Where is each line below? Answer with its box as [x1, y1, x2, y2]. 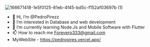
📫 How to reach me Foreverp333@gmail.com [12, 30, 106, 35]
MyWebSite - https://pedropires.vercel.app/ [12, 37, 101, 42]
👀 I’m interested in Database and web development [12, 19, 116, 25]
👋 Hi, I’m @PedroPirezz [12, 14, 60, 19]
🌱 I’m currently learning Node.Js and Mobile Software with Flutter [12, 24, 145, 30]
